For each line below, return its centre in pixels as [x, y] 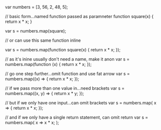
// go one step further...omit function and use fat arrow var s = [68, 74]
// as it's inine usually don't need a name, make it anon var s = [67, 59]
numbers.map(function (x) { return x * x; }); [48, 64]
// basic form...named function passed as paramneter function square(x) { [79, 16]
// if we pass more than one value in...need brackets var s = [65, 88]
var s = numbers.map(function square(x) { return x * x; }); [63, 50]
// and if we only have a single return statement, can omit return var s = [77, 117]
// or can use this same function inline [43, 40]
